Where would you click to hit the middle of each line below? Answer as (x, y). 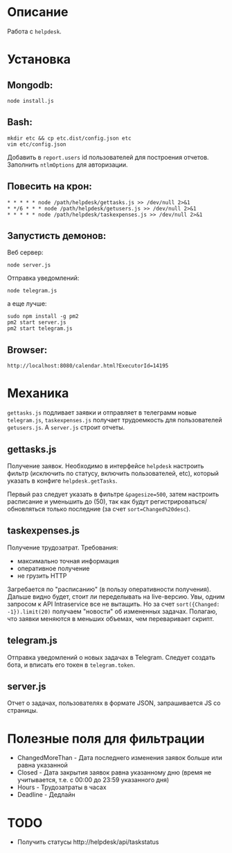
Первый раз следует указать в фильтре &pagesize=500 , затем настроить (113, 494)
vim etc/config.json (37, 144)
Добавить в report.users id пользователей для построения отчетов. (108, 157)
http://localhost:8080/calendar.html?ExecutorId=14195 (88, 366)
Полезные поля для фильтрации (106, 739)
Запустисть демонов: (57, 236)
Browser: (27, 350)
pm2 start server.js (37, 323)
